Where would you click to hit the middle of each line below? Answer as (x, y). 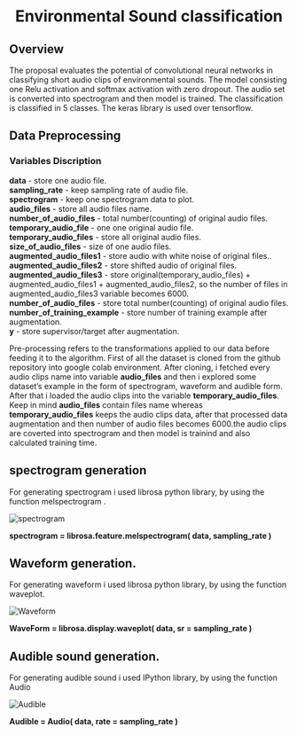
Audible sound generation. (85, 657)
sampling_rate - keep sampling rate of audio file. (99, 190)
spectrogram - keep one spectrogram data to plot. (102, 199)
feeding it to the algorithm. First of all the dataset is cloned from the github (145, 357)
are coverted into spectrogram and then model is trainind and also (130, 433)
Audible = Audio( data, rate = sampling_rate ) (94, 722)
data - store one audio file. (58, 180)
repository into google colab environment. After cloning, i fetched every (140, 367)
